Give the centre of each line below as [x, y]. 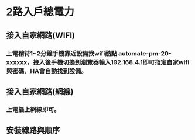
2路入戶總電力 [40, 12]
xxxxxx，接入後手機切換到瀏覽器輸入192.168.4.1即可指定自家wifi [98, 62]
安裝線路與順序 [33, 130]
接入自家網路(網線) [40, 91]
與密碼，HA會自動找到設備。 [47, 71]
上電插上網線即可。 [33, 110]
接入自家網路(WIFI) [40, 35]
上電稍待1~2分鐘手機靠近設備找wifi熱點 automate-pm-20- [89, 53]
